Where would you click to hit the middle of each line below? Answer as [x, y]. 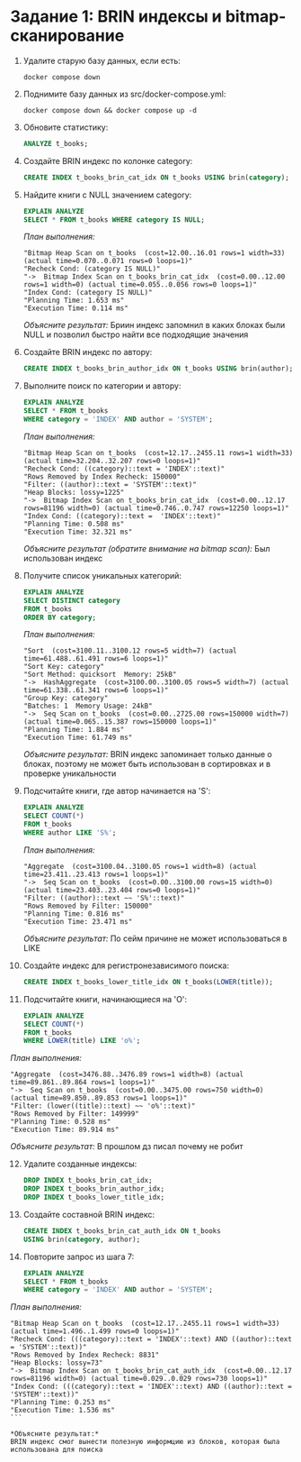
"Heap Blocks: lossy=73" [57, 1363]
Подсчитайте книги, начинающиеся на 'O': [105, 999]
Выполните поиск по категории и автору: [102, 386]
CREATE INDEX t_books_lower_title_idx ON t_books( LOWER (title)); [148, 982]
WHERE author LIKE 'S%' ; [70, 833]
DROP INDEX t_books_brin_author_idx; [94, 1189]
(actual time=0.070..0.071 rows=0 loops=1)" [108, 261]
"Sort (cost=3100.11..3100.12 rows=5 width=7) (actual [130, 651]
